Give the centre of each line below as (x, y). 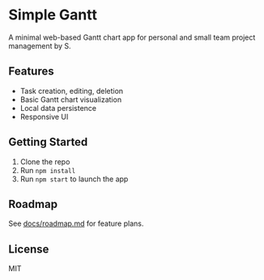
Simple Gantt (53, 15)
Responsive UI (44, 117)
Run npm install (48, 170)
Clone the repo (45, 161)
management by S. (40, 45)
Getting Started (48, 142)
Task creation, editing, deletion (72, 91)
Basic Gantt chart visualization (71, 100)
